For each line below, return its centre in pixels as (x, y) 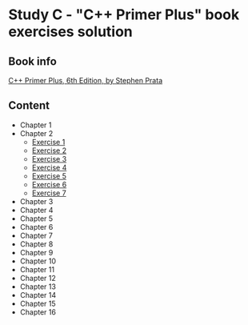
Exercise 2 (49, 150)
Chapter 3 (36, 201)
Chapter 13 (38, 287)
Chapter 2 (36, 133)
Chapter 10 (38, 261)
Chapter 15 (38, 303)
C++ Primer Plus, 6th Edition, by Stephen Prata (85, 80)
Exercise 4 (49, 167)
